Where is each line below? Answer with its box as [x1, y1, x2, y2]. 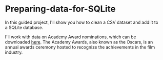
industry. [5, 49, 23, 55]
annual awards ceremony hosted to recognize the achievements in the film [5, 44, 155, 50]
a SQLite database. [5, 24, 43, 30]
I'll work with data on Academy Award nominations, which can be [5, 34, 137, 40]
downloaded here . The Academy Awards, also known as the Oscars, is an [5, 39, 153, 45]
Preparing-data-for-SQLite [5, 3, 116, 15]
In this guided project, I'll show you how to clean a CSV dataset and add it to [5, 19, 159, 25]
